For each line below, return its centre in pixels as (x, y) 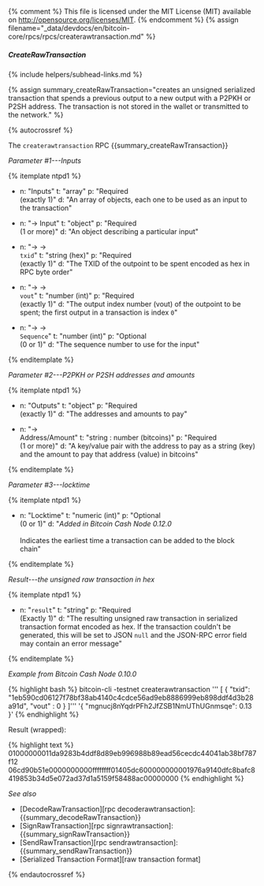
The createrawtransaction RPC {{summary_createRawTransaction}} (118, 145)
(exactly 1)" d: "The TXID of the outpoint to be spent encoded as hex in (134, 263)
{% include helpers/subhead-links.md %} (76, 74)
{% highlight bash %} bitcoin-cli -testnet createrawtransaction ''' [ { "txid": (129, 689)
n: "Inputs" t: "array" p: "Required (74, 191)
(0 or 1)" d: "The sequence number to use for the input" (110, 344)
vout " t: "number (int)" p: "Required (77, 296)
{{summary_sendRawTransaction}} (76, 851)
